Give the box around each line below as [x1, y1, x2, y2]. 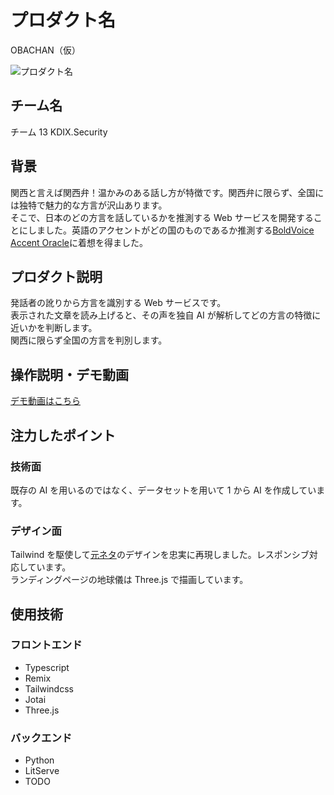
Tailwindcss [24, 682, 74, 695]
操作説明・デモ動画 [10, 366, 129, 383]
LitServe [24, 765, 60, 777]
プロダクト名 [10, 9, 117, 32]
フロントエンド [10, 638, 83, 652]
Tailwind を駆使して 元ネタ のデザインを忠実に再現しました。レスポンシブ [10, 549, 310, 561]
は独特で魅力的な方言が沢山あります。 [10, 199, 168, 211]
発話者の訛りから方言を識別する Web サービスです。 [10, 297, 227, 309]
